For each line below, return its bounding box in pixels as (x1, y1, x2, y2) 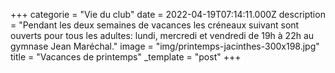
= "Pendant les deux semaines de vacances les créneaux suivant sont (10, 19, 300, 31)
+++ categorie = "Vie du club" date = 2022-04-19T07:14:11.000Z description (10, 9, 326, 20)
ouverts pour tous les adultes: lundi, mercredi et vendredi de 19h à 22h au (10, 30, 315, 41)
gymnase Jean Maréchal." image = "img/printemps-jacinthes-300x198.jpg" (10, 40, 320, 52)
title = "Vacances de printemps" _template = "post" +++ (10, 51, 242, 63)
